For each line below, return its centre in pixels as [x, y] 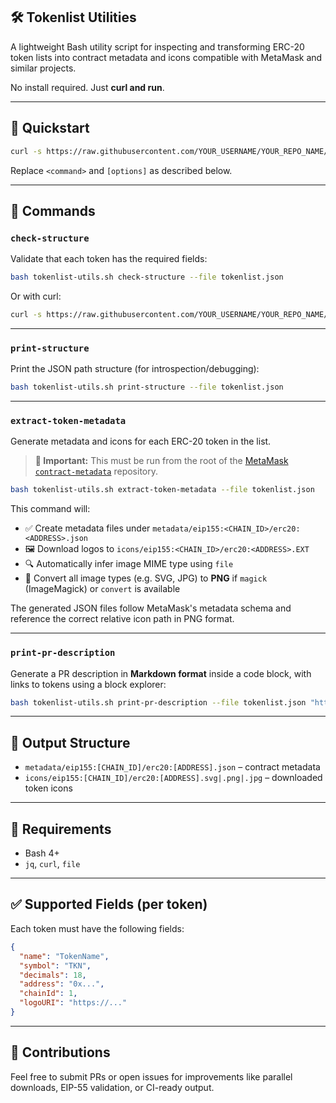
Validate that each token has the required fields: [109, 259]
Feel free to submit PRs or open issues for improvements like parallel [151, 1076]
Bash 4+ [42, 853]
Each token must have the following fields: [97, 928]
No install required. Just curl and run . [87, 87]
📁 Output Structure [70, 742]
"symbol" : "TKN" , [55, 965]
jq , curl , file [52, 864]
